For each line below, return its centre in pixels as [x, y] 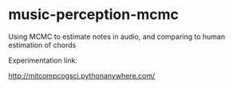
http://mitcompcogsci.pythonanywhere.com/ [82, 75]
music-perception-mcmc [94, 15]
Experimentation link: [43, 60]
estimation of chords [42, 44]
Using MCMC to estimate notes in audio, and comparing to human [117, 36]
